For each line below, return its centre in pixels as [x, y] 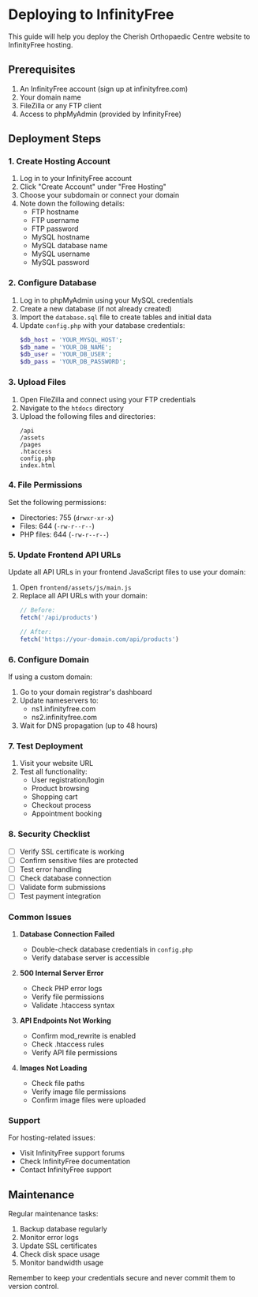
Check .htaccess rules [68, 1044]
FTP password [55, 229]
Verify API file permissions [74, 1053]
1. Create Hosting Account [59, 161]
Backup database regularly [64, 1229]
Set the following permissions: [57, 502]
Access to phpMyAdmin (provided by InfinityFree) [100, 114]
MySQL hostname [60, 237]
